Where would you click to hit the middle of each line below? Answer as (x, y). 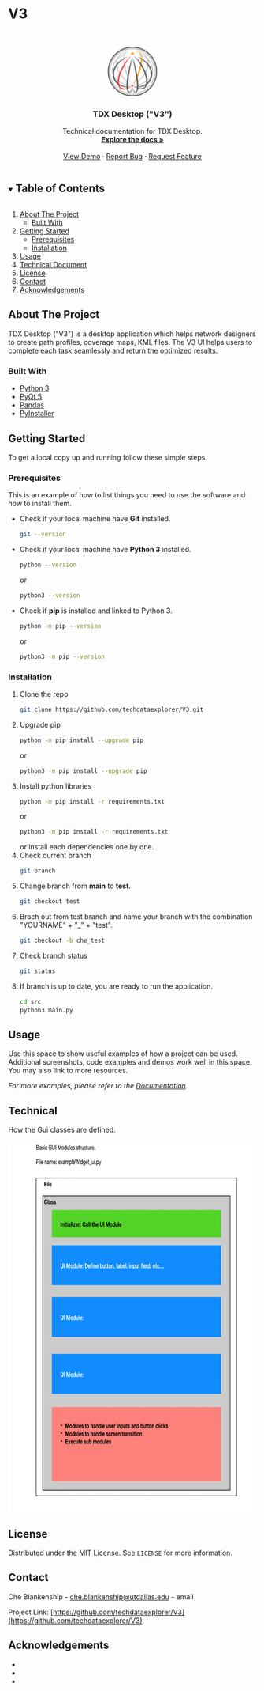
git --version (43, 535)
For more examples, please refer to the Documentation (97, 1086)
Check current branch (56, 856)
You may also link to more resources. (68, 1071)
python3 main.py (46, 1010)
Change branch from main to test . (75, 886)
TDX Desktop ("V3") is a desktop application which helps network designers (132, 334)
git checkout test (50, 902)
